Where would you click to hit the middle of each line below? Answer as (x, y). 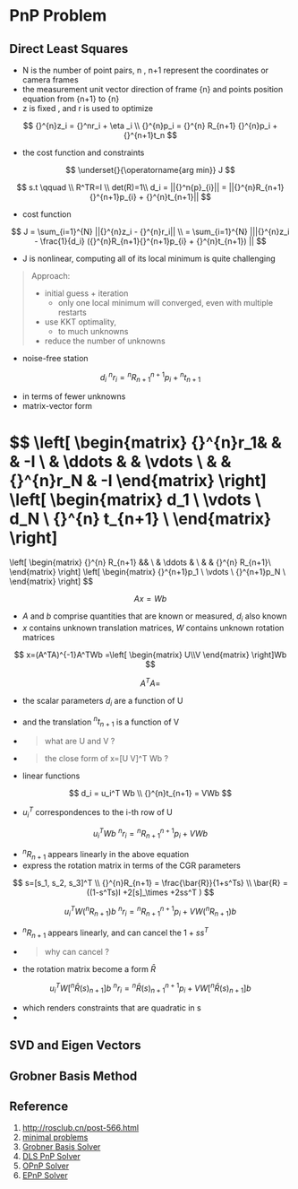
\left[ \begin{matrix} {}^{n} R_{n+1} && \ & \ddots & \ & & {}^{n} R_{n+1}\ (140, 562)
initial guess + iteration (86, 293)
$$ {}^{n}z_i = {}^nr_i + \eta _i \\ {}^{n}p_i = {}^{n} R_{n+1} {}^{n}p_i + (150, 126)
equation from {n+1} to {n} (71, 99)
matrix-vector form (57, 406)
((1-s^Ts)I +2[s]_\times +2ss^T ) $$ (150, 892)
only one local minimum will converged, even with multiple (166, 303)
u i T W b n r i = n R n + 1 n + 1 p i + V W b (150, 833)
